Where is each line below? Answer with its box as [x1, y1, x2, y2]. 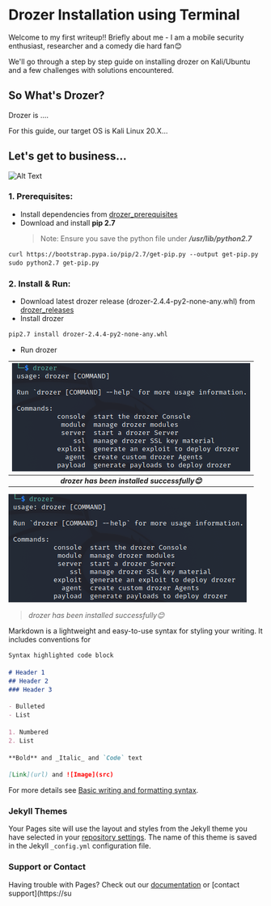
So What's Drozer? [8, 89, 105, 103]
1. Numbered [8, 728, 49, 736]
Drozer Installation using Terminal [8, 6, 240, 24]
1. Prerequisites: [8, 191, 74, 202]
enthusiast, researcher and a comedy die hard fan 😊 [8, 40, 182, 50]
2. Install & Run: [8, 277, 71, 289]
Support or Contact [8, 862, 87, 873]
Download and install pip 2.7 [19, 218, 116, 227]
